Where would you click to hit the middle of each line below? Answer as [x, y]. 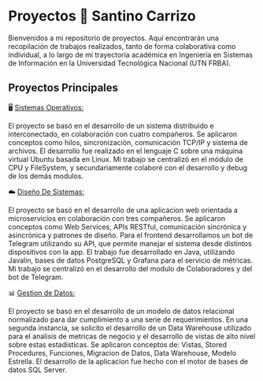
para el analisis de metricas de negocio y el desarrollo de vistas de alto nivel [132, 336]
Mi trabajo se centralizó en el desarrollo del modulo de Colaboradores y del [130, 268]
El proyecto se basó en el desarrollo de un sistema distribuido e [111, 125]
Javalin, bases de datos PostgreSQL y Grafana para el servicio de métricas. [131, 260]
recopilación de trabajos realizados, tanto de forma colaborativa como [122, 46]
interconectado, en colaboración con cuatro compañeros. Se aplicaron [123, 134]
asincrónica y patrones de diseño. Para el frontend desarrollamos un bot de [131, 235]
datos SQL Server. [37, 369]
